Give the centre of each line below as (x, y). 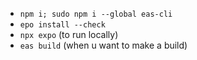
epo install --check (62, 25)
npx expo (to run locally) (69, 34)
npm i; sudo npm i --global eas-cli (96, 14)
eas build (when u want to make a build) (103, 45)
